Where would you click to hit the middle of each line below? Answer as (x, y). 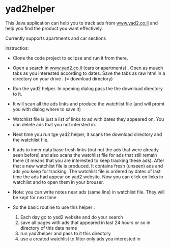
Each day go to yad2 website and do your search (72, 217)
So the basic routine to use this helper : (54, 207)
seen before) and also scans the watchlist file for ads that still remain (85, 155)
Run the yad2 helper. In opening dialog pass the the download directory (88, 88)
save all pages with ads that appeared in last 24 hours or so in (85, 223)
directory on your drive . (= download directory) (63, 78)
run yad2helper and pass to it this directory (65, 233)
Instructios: (17, 48)
